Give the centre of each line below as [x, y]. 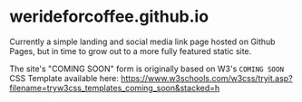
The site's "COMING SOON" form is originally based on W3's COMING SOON [146, 69]
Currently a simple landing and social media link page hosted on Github [142, 42]
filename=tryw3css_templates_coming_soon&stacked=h [115, 88]
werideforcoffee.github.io [109, 17]
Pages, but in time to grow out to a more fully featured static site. [131, 51]
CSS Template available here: [64, 78]
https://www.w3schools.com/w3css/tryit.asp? [207, 78]
